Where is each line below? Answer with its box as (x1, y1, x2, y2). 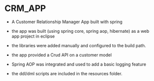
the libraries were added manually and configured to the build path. (11, 42, 146, 48)
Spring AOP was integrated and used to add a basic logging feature (11, 61, 146, 67)
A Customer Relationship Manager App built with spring (11, 19, 123, 25)
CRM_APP (4, 3, 46, 14)
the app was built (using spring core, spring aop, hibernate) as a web (11, 28, 150, 34)
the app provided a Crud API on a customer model (11, 52, 112, 58)
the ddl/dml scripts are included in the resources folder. (11, 70, 123, 76)
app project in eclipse (11, 33, 55, 39)
